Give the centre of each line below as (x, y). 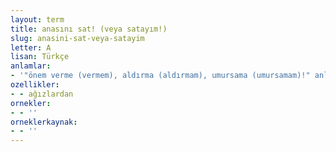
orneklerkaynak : (44, 122)
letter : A (31, 47)
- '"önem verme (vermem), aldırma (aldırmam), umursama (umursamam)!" (160, 76)
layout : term (37, 19)
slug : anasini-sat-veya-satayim (77, 38)
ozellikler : (35, 85)
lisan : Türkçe (40, 57)
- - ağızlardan (42, 94)
